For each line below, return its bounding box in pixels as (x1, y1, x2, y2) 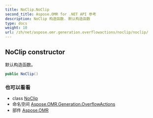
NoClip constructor (5, 48, 65, 56)
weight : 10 (5, 25, 28, 30)
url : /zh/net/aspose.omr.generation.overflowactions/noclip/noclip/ (5, 30, 149, 35)
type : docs (5, 21, 28, 26)
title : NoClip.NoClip (5, 7, 50, 12)
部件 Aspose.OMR (12, 107, 49, 113)
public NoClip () (5, 71, 38, 76)
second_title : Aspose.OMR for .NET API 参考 (5, 12, 96, 17)
